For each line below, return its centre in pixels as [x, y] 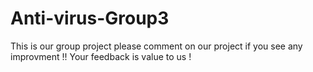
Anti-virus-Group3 [90, 18]
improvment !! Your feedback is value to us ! [101, 56]
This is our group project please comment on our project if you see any [156, 46]
